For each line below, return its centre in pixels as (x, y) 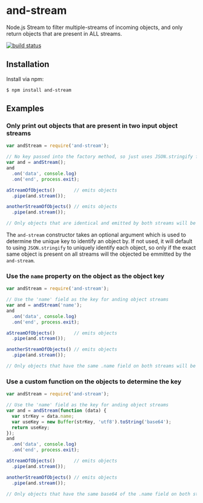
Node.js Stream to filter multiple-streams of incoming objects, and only (95, 27)
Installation (28, 64)
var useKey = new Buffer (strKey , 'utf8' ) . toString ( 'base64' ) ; (92, 422)
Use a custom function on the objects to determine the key (94, 381)
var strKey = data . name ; (43, 416)
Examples (25, 109)
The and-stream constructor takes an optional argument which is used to (96, 235)
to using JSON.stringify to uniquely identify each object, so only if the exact (101, 248)
